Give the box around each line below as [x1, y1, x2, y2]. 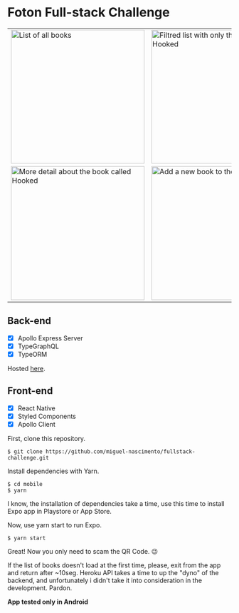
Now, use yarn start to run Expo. [7, 520, 102, 529]
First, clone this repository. [7, 434, 86, 442]
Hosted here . [7, 364, 46, 373]
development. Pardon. [7, 583, 73, 592]
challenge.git [7, 454, 50, 461]
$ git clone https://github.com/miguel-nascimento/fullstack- [7, 447, 196, 455]
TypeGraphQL [17, 342, 59, 350]
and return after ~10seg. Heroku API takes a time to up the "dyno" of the [7, 568, 219, 577]
